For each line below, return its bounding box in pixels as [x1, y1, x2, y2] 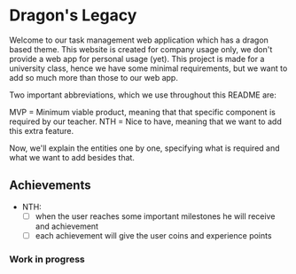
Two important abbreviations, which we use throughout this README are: [9, 90, 277, 100]
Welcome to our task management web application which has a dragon [9, 35, 269, 45]
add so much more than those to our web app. [9, 72, 179, 82]
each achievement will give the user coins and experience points [35, 230, 272, 240]
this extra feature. [9, 125, 74, 136]
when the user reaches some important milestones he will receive [35, 210, 276, 222]
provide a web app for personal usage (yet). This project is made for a [9, 53, 265, 64]
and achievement [35, 221, 99, 231]
